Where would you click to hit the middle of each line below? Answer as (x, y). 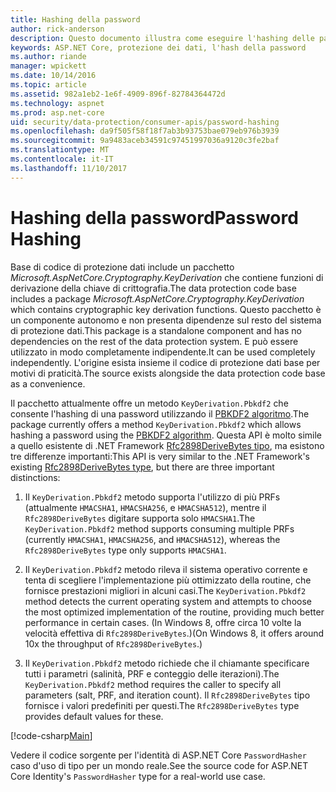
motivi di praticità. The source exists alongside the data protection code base (168, 373)
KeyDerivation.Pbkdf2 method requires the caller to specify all (153, 684)
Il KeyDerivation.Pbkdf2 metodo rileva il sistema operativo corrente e (166, 569)
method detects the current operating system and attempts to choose (168, 601)
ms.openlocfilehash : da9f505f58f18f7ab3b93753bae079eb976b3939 (145, 131)
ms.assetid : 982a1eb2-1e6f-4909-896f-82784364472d (118, 94)
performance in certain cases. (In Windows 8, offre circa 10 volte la (163, 622)
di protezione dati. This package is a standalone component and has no (156, 330)
